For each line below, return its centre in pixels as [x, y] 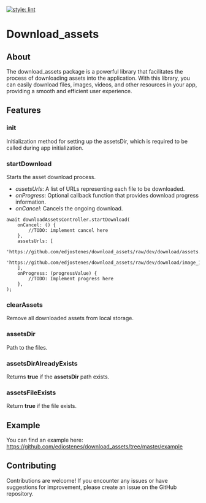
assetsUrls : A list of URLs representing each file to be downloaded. [100, 189]
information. [30, 202]
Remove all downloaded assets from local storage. [70, 318]
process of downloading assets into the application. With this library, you [98, 78]
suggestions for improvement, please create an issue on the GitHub [92, 487]
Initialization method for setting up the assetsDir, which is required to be [97, 141]
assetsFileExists [31, 393]
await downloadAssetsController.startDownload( [68, 220]
